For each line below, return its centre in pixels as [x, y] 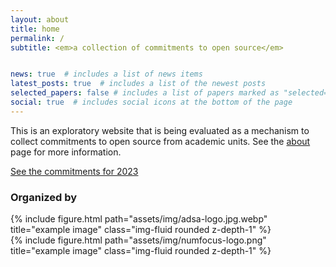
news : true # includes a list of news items [106, 74]
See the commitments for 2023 [74, 171]
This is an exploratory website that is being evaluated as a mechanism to [160, 130]
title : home [35, 29]
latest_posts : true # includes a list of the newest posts [138, 84]
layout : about [40, 19]
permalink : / [37, 38]
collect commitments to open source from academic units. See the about [160, 141]
